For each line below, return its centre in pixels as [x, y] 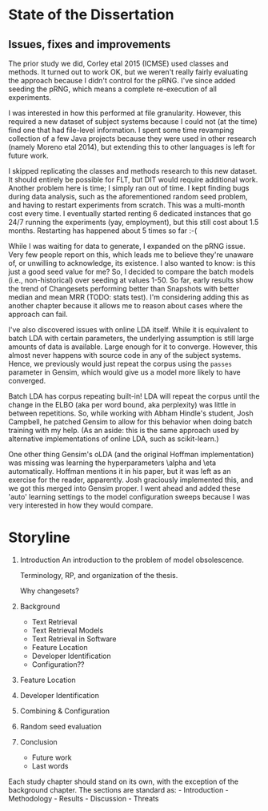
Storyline [39, 538]
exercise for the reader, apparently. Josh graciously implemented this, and [131, 480]
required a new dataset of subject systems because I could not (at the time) [133, 121]
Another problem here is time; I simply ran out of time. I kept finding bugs [129, 188]
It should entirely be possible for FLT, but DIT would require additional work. [133, 179]
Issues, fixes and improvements [90, 44]
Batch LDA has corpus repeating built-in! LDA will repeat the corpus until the [134, 396]
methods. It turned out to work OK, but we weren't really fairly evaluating [128, 72]
